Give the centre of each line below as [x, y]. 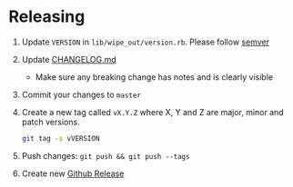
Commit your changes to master [81, 94]
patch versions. [51, 122]
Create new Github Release [73, 173]
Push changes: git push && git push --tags [106, 155]
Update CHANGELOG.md [69, 59]
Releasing [47, 17]
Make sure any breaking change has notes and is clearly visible [154, 77]
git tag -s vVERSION [61, 138]
